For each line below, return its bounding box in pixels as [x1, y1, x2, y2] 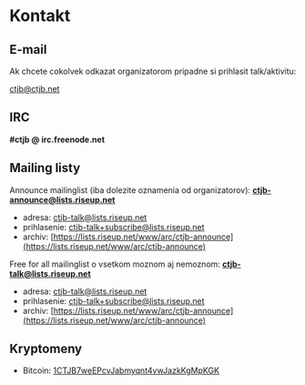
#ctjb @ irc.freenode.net [9, 134, 106, 145]
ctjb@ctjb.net [9, 84, 60, 94]
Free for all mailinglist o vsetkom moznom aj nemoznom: [9, 258, 221, 269]
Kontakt [9, 5, 71, 26]
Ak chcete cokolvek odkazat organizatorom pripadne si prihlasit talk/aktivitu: [9, 66, 297, 76]
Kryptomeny [9, 341, 83, 357]
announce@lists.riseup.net [9, 194, 116, 205]
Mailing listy [9, 160, 81, 176]
